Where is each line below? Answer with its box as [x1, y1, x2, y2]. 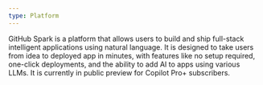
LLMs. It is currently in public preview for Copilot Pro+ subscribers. [8, 67, 231, 77]
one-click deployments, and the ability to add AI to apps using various [8, 59, 240, 69]
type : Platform [8, 11, 60, 20]
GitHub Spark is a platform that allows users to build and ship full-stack [8, 34, 245, 43]
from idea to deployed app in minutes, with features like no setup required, [8, 51, 256, 60]
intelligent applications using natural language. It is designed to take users [8, 42, 254, 52]
